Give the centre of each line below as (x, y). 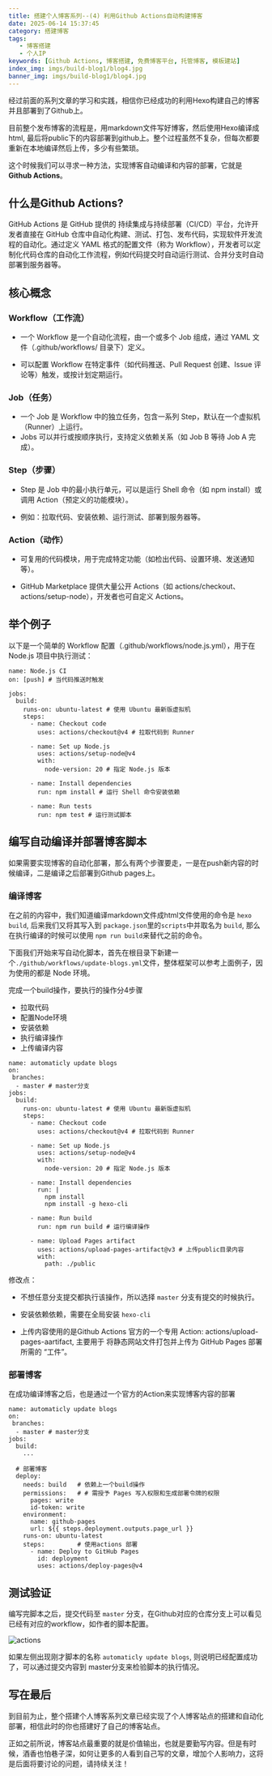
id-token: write (57, 1508)
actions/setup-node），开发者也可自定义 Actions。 (104, 597)
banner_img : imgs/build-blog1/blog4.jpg (78, 76)
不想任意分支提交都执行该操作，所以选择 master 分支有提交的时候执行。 (139, 1297)
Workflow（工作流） (49, 318)
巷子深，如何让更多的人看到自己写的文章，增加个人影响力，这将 (157, 1753)
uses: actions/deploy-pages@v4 (90, 1566)
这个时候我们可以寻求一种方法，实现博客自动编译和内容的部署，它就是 (125, 165)
